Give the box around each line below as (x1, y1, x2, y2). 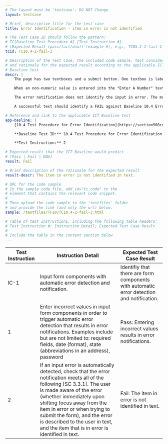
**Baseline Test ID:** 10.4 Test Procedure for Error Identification (14, 131, 162, 136)
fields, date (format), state (39, 341, 101, 348)
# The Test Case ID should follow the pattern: (5, 35, 106, 40)
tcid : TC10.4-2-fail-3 (5, 49, 52, 54)
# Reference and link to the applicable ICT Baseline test (5, 113, 131, 118)
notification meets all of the (39, 374, 104, 381)
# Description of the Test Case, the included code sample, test (5, 58, 144, 63)
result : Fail (5, 159, 32, 164)
